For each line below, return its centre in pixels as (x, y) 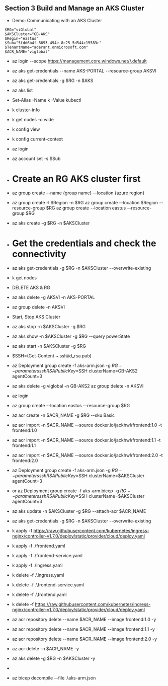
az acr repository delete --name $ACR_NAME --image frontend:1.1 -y (83, 629)
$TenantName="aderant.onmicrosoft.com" (47, 47)
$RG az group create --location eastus (86, 208)
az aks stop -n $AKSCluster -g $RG (49, 326)
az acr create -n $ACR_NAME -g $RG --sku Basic (63, 415)
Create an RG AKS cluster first (76, 179)
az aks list (22, 90)
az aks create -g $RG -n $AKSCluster (51, 223)
